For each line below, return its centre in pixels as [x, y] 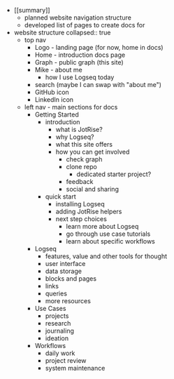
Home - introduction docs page [80, 55]
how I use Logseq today [80, 77]
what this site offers [84, 144]
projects [57, 316]
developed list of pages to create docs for [85, 25]
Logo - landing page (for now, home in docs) [99, 47]
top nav [35, 40]
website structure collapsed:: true [62, 32]
